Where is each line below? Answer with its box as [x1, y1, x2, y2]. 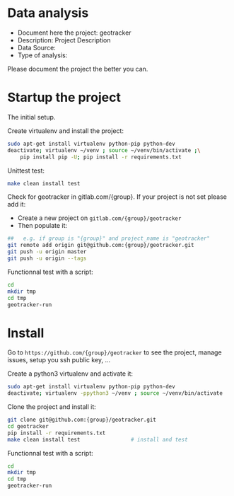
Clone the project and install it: [7, 403, 97, 411]
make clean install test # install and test [7, 436, 189, 443]
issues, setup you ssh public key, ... [7, 356, 111, 364]
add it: [7, 200, 26, 209]
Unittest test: [7, 166, 45, 175]
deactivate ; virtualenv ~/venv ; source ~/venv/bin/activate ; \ [7, 146, 201, 154]
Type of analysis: [17, 51, 68, 59]
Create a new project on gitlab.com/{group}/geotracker [17, 214, 182, 222]
